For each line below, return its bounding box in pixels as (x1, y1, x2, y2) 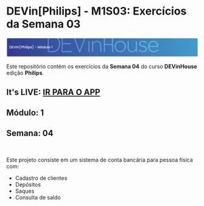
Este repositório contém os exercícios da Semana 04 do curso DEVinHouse (6, 63, 197, 70)
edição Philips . (6, 69, 44, 77)
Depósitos (15, 180, 41, 188)
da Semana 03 (6, 17, 81, 31)
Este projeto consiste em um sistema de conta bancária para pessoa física (6, 156, 193, 163)
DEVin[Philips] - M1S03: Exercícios (6, 4, 187, 18)
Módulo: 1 (6, 108, 44, 118)
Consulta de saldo (15, 193, 61, 201)
